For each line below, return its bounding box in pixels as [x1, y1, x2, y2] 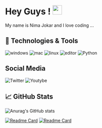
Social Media [5, 64, 46, 73]
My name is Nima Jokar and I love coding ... [5, 22, 94, 28]
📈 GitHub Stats [5, 92, 53, 101]
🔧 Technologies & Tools [5, 37, 78, 45]
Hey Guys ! [5, 6, 51, 17]
